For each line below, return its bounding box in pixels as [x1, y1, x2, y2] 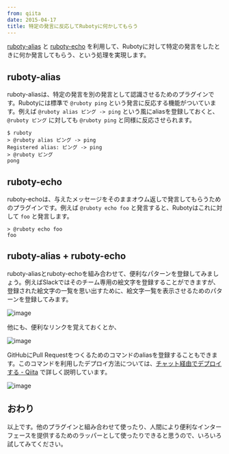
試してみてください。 [7, 440, 67, 448]
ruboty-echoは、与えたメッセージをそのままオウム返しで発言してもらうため [7, 195, 221, 203]
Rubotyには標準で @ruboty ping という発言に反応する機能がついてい [18, 99, 211, 107]
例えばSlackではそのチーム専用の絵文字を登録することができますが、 [25, 278, 220, 286]
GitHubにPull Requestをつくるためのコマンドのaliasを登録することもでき [7, 351, 212, 359]
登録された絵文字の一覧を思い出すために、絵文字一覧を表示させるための [7, 286, 211, 294]
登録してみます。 [25, 295, 72, 303]
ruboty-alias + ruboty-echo [7, 251, 126, 262]
